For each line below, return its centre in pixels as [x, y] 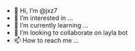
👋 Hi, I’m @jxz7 [36, 11]
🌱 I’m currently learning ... [51, 25]
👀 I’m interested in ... [43, 18]
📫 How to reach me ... [46, 40]
